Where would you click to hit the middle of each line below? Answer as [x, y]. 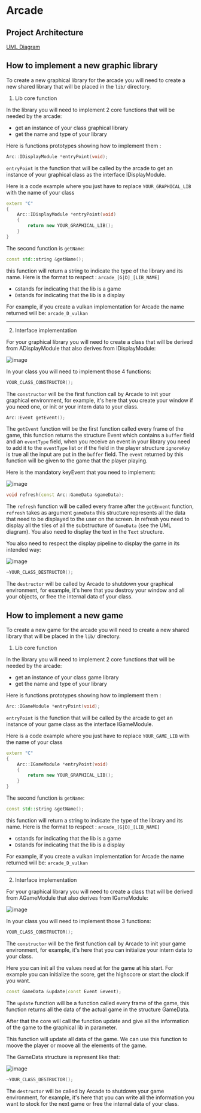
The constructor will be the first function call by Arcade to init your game [96, 943]
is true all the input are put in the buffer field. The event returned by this [95, 454]
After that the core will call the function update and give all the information [98, 1021]
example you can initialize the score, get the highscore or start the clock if [98, 974]
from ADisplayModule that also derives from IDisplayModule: [81, 348]
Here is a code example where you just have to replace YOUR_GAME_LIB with [98, 736]
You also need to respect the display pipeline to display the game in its [93, 543]
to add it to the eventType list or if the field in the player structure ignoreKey [98, 448]
